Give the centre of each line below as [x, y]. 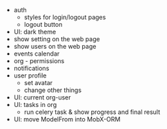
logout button [43, 24]
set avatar [38, 83]
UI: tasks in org [35, 105]
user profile [30, 75]
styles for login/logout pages [65, 17]
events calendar [37, 54]
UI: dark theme [35, 32]
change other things [52, 90]
